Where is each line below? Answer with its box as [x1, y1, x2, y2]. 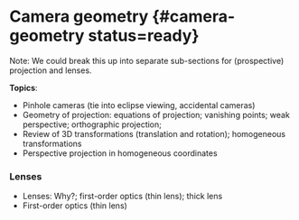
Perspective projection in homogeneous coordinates [22, 147, 219, 159]
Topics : [9, 82, 38, 93]
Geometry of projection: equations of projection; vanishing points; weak [22, 109, 291, 120]
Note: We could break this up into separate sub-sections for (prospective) [9, 55, 285, 66]
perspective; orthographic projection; [22, 119, 163, 130]
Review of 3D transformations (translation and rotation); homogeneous [22, 128, 286, 139]
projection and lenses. [9, 65, 92, 76]
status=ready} [88, 25, 200, 46]
